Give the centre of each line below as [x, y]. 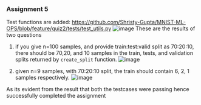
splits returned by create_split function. [66, 60]
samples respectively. [42, 78]
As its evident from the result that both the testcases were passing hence [98, 89]
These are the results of [165, 28]
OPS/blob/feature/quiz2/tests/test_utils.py [59, 28]
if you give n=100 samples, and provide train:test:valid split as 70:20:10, [104, 46]
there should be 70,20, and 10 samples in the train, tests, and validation [104, 53]
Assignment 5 [27, 9]
